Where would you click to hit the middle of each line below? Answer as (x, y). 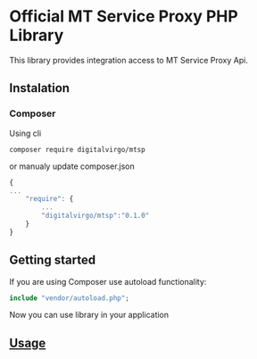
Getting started (53, 260)
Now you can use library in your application (89, 315)
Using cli (25, 133)
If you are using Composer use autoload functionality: (108, 281)
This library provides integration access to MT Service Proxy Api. (128, 60)
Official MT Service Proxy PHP (124, 17)
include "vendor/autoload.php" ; (69, 298)
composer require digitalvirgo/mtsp (77, 149)
